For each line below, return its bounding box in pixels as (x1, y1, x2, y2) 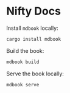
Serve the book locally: (6, 70, 64, 77)
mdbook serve (6, 81, 40, 88)
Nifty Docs (6, 4, 61, 18)
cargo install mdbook (6, 36, 61, 42)
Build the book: (6, 47, 44, 54)
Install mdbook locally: (6, 24, 59, 32)
